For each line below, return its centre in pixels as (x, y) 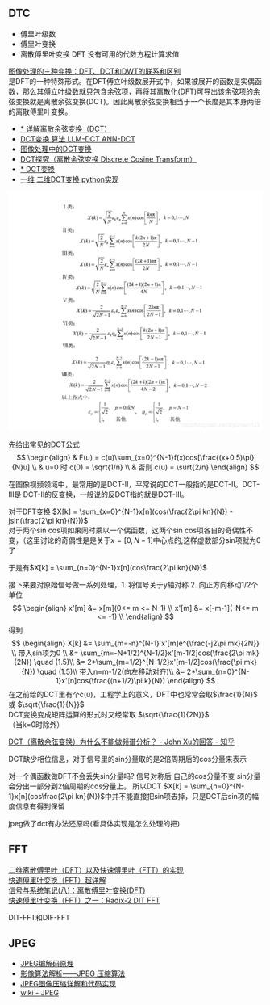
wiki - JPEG (39, 993)
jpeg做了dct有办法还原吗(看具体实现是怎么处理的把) (94, 823)
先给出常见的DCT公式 (44, 444)
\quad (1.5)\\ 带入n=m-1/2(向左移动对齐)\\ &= (111, 671)
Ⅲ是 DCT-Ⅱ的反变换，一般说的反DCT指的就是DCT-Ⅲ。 (98, 494)
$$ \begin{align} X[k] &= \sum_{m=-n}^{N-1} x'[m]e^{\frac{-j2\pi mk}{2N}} (135, 643)
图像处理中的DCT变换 (56, 149)
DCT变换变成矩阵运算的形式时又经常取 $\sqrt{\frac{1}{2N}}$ (109, 714)
